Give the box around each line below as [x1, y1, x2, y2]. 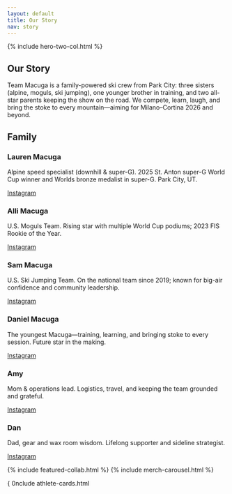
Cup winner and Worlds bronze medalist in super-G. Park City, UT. [7, 175, 198, 184]
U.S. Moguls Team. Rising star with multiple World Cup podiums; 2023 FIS [7, 222, 220, 230]
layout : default [7, 10, 54, 17]
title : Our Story [7, 17, 58, 24]
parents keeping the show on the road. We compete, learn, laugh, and [20, 96, 221, 105]
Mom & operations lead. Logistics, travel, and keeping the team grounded [7, 384, 218, 393]
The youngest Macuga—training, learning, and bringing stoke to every [7, 330, 209, 338]
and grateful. [7, 392, 44, 401]
